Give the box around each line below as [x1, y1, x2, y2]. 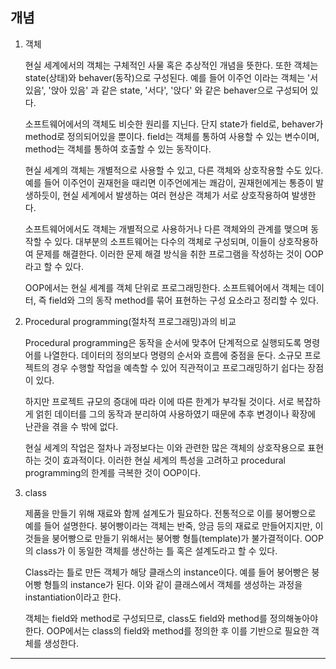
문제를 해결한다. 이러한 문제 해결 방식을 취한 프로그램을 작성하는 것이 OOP [35, 248, 324, 260]
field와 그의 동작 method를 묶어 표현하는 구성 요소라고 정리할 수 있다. [48, 294, 319, 306]
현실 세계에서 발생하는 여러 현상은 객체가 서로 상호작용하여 [62, 189, 290, 201]
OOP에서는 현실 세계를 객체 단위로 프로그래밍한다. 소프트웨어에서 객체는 [24, 281, 307, 293]
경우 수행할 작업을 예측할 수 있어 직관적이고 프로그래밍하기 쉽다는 [51, 361, 306, 373]
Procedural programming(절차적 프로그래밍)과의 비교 [24, 315, 237, 327]
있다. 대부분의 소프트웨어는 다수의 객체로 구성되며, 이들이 [54, 235, 277, 247]
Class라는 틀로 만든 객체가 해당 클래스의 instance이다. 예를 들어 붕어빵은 [24, 566, 310, 578]
